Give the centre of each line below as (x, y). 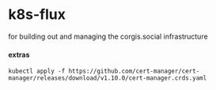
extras (19, 54)
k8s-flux (37, 15)
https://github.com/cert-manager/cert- (134, 71)
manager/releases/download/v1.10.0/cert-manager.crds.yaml (108, 78)
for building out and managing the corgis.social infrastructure (108, 36)
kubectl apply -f (37, 71)
